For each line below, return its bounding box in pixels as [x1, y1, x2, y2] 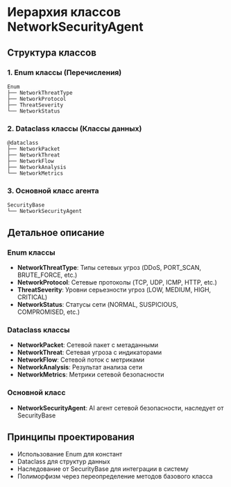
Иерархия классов [7, 4, 121, 20]
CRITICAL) [17, 293, 48, 301]
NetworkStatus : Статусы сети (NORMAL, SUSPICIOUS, [17, 301, 178, 309]
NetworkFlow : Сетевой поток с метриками [17, 356, 144, 364]
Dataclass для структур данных [17, 457, 111, 465]
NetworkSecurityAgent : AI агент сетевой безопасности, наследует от [17, 404, 224, 412]
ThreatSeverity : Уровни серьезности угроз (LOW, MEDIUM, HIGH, [17, 286, 212, 294]
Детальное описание [7, 227, 105, 239]
